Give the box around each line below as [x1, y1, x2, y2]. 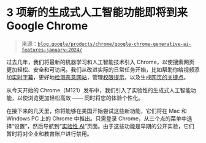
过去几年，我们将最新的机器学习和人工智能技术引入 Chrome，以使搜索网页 [6, 58, 195, 65]
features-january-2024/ [21, 46, 83, 53]
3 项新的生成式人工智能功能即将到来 [6, 5, 188, 20]
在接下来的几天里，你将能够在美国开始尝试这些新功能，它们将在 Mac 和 [6, 107, 187, 114]
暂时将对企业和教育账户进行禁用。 [6, 130, 93, 137]
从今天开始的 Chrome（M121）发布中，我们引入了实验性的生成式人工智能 [6, 86, 191, 94]
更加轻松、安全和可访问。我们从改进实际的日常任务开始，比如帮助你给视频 [6, 65, 194, 73]
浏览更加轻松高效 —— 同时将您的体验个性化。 [27, 94, 144, 101]
